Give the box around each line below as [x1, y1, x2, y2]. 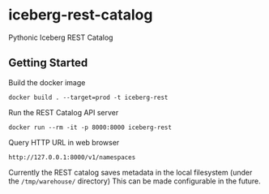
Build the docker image [8, 77, 86, 87]
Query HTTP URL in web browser [8, 137, 120, 147]
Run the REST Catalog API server [8, 107, 119, 117]
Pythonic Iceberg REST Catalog [8, 32, 113, 42]
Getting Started [8, 56, 88, 70]
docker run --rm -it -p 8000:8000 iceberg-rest [8, 123, 173, 131]
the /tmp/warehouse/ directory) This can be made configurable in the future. [8, 176, 261, 186]
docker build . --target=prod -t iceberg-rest [8, 93, 169, 101]
